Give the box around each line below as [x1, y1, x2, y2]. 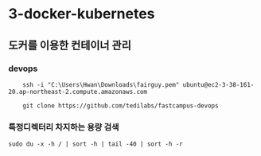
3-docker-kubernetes [8, 5, 155, 23]
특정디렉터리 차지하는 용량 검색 [8, 121, 119, 132]
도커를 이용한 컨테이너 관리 [8, 38, 131, 52]
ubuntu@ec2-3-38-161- [182, 80, 255, 88]
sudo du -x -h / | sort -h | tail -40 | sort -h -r [8, 140, 183, 148]
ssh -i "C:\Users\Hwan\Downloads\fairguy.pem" [22, 80, 180, 88]
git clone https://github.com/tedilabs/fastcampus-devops [22, 101, 219, 110]
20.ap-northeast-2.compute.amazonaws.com [8, 88, 148, 96]
